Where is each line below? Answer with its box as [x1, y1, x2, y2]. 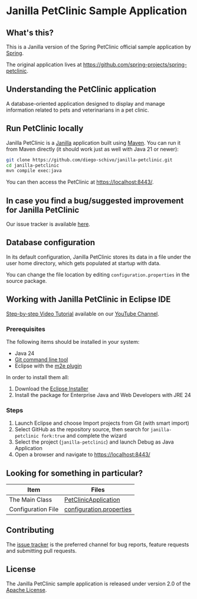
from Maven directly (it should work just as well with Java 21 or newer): [6, 145, 179, 152]
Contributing [6, 525, 54, 535]
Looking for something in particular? [6, 468, 143, 478]
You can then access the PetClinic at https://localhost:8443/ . [6, 178, 155, 185]
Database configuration [6, 237, 96, 248]
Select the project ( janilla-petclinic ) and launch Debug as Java [14, 438, 174, 445]
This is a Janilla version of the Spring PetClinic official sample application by [6, 43, 192, 50]
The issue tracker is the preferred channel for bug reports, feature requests [6, 541, 189, 548]
